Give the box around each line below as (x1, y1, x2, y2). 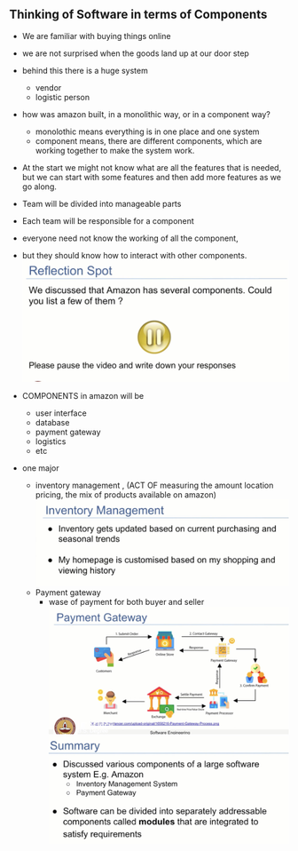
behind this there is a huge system (21, 65, 148, 76)
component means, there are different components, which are (35, 135, 263, 146)
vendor (35, 82, 62, 92)
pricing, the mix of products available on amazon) (35, 489, 217, 500)
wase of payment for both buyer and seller (48, 597, 205, 608)
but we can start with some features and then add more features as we (21, 171, 282, 182)
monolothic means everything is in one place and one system (35, 126, 260, 137)
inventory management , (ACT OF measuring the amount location (35, 480, 274, 490)
